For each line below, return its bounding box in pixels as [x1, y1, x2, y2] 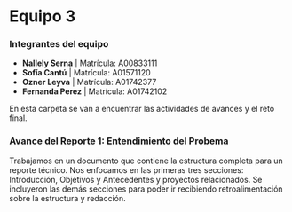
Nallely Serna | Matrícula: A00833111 [21, 58, 158, 68]
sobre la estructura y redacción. [9, 192, 126, 203]
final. [9, 113, 28, 123]
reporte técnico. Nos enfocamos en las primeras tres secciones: [9, 164, 244, 175]
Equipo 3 [9, 6, 76, 27]
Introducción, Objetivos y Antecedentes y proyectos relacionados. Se [9, 174, 263, 185]
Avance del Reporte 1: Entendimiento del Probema [9, 135, 229, 147]
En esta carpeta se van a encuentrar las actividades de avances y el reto [9, 104, 275, 114]
